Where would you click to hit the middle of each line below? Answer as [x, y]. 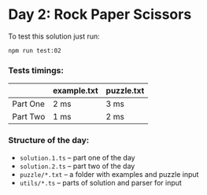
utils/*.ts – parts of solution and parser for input [101, 182]
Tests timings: [36, 70]
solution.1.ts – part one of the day [77, 157]
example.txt [75, 90]
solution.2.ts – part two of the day [77, 166]
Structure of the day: [49, 141]
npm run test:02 [35, 50]
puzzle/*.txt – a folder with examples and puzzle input [109, 174]
